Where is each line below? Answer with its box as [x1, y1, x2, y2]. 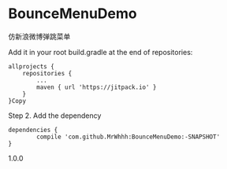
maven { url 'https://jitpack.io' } [36, 83, 157, 91]
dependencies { [8, 126, 58, 134]
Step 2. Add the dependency [8, 111, 102, 120]
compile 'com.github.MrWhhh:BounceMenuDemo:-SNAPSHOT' [36, 133, 221, 141]
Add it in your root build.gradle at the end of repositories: [8, 47, 193, 57]
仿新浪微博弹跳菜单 [8, 31, 71, 41]
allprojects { [8, 62, 55, 71]
